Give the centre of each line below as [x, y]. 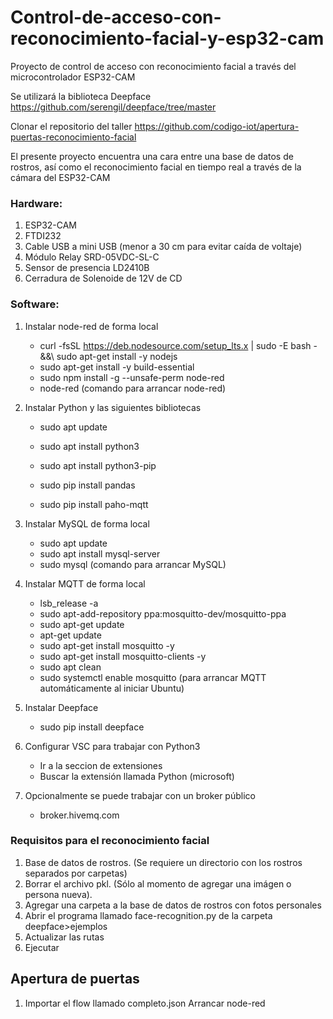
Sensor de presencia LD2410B [87, 268]
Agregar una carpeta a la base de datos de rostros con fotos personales [173, 905]
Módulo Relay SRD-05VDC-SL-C [92, 257]
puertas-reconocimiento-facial [73, 137]
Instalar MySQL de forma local [87, 523]
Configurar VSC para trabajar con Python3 [112, 746]
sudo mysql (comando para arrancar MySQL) [133, 564]
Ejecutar [42, 947]
